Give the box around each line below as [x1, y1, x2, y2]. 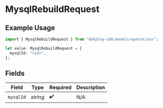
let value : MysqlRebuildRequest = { [5, 46, 82, 51]
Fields [5, 69, 25, 77]
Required [49, 84, 72, 91]
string [31, 93, 45, 100]
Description [76, 84, 105, 91]
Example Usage [5, 24, 55, 32]
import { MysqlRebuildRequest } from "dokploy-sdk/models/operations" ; [5, 37, 158, 42]
